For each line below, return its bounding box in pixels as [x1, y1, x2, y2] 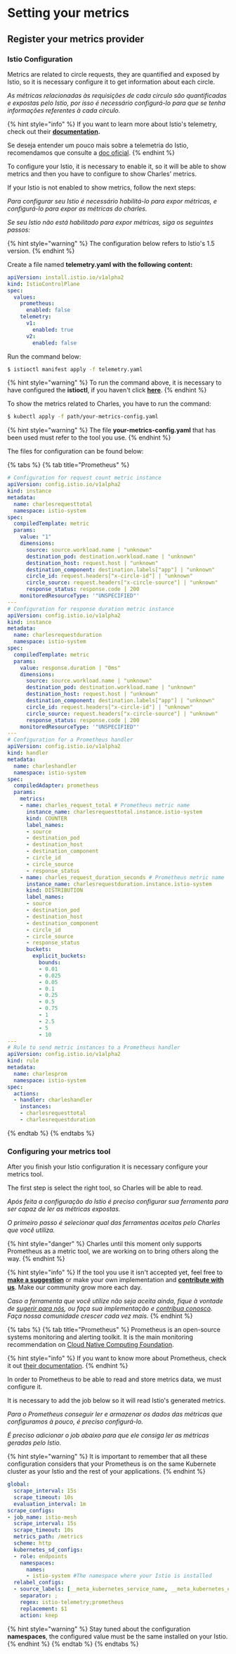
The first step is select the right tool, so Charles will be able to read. [7, 1183, 203, 1192]
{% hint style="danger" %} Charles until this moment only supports [7, 1240, 202, 1248]
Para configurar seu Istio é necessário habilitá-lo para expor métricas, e [7, 197, 218, 205]
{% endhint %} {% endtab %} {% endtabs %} [7, 1639, 139, 1648]
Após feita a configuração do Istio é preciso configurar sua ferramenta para [7, 1198, 229, 1206]
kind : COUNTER [25, 815, 68, 822]
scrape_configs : [7, 1507, 55, 1514]
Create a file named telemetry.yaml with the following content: [7, 260, 193, 268]
